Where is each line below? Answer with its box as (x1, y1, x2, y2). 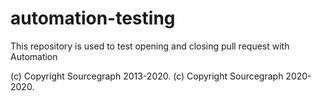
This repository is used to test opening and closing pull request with (10, 40, 290, 52)
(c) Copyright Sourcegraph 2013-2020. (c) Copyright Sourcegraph (10, 70, 284, 82)
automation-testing (10, 7, 176, 30)
